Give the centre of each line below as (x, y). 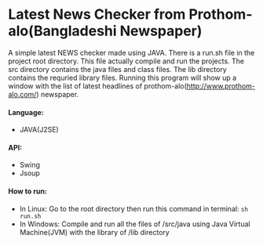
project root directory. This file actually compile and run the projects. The (126, 61)
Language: (26, 112)
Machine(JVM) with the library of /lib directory (95, 232)
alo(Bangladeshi (62, 31)
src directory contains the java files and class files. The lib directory (118, 69)
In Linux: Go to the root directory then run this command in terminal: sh (134, 208)
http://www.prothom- (221, 86)
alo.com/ (22, 94)
